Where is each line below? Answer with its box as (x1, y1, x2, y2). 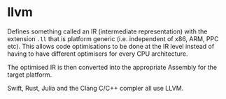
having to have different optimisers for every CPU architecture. (7, 49, 188, 58)
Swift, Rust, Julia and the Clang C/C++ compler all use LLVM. (7, 84, 184, 92)
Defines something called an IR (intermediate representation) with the (7, 27, 208, 36)
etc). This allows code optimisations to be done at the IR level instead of (7, 42, 215, 50)
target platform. (7, 70, 52, 79)
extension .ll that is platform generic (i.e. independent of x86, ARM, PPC (7, 34, 219, 43)
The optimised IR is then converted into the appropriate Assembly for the (7, 63, 218, 71)
